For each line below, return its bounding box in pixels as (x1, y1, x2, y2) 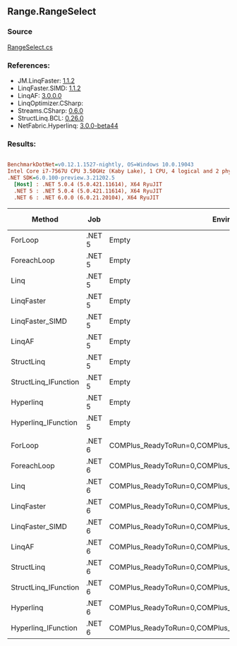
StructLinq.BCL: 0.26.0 (17, 114, 84, 122)
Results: (7, 139, 37, 149)
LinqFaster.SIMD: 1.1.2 (17, 84, 81, 92)
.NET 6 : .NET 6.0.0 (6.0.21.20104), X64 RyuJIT (13, 194, 159, 201)
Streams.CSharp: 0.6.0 (17, 106, 83, 115)
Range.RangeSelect (7, 6, 97, 18)
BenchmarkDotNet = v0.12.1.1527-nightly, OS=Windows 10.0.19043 (7, 161, 194, 169)
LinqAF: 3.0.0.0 (17, 91, 62, 99)
